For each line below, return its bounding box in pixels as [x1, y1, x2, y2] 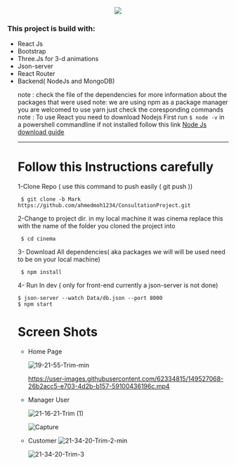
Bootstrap [17, 47, 46, 55]
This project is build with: [7, 23, 96, 33]
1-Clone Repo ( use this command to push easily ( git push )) [17, 183, 193, 191]
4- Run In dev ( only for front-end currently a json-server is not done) [17, 281, 218, 289]
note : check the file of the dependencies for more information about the [17, 91, 227, 99]
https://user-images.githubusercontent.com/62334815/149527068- [27, 374, 224, 383]
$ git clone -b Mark [20, 196, 81, 203]
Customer [27, 436, 58, 445]
